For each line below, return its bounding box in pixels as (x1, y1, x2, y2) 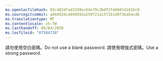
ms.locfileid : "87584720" (5, 30, 59, 35)
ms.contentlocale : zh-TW (5, 21, 57, 26)
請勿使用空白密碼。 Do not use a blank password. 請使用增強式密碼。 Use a (5, 45, 158, 50)
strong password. (5, 50, 41, 56)
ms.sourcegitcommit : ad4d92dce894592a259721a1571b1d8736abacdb (5, 12, 140, 17)
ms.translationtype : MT (5, 16, 55, 21)
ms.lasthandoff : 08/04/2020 (5, 26, 64, 31)
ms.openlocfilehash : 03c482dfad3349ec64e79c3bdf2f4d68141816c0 (5, 7, 140, 12)
